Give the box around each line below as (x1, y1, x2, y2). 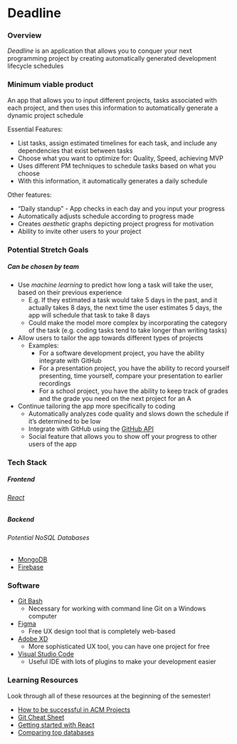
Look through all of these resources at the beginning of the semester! (7, 691, 211, 700)
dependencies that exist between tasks (17, 146, 133, 155)
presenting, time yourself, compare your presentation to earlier (38, 371, 223, 379)
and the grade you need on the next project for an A (38, 394, 191, 402)
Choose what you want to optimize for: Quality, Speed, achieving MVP (17, 153, 224, 162)
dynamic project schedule (7, 111, 84, 119)
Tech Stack (7, 457, 48, 467)
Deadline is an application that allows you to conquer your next (7, 46, 192, 55)
